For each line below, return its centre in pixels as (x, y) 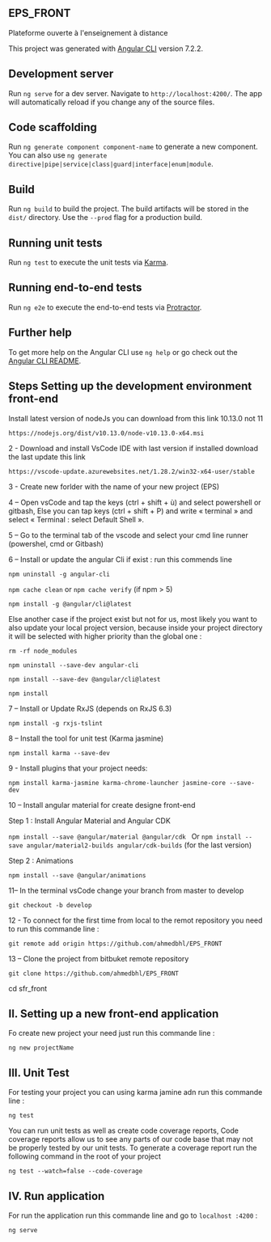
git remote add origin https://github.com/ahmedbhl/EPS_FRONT (115, 944)
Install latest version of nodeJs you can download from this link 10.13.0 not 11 (136, 418)
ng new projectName (41, 1048)
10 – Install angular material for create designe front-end (102, 805)
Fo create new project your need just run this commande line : (112, 1033)
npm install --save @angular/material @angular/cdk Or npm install (125, 836)
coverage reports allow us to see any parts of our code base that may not (131, 1139)
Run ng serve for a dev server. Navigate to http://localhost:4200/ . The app (135, 93)
